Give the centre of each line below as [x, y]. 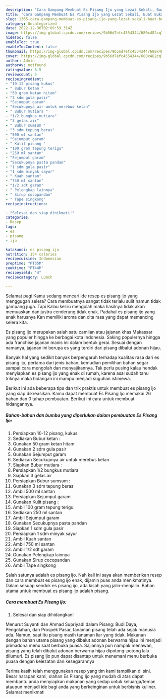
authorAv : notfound [26, 65]
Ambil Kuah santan [32, 539]
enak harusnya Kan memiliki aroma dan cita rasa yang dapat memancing [80, 317]
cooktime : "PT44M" [25, 268]
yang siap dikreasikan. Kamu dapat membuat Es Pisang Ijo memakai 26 [78, 393]
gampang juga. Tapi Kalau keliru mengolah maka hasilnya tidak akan [75, 306]
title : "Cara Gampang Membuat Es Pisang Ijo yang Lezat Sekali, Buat [79, 14]
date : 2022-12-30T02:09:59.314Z [39, 28]
